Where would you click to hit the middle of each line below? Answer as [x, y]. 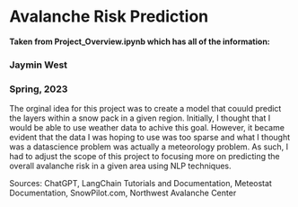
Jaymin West [39, 65]
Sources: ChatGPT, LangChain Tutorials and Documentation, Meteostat [140, 184]
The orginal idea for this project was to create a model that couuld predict [145, 109]
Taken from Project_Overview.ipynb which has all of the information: [140, 41]
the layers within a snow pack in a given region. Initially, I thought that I [140, 118]
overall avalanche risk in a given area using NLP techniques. [120, 166]
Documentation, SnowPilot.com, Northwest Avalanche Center [123, 193]
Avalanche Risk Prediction [109, 17]
